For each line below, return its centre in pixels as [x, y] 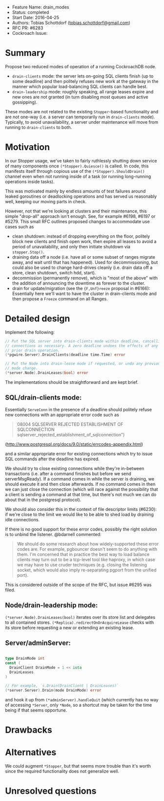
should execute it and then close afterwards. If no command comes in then [80, 484]
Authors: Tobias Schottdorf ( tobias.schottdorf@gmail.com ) [71, 23]
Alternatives [31, 752]
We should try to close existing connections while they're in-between [75, 468]
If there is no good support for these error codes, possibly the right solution [81, 529]
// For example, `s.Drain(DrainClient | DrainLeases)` [62, 686]
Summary [25, 53]
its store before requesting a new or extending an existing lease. [70, 627]
